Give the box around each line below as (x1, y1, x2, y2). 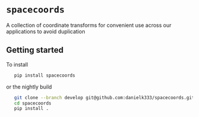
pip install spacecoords (14, 72, 76, 78)
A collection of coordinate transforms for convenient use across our (6, 21, 172, 29)
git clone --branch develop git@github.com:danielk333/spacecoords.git (14, 94, 195, 100)
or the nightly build (6, 83, 52, 90)
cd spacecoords (14, 100, 52, 106)
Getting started (6, 45, 64, 55)
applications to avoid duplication (6, 28, 85, 35)
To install (6, 61, 28, 68)
